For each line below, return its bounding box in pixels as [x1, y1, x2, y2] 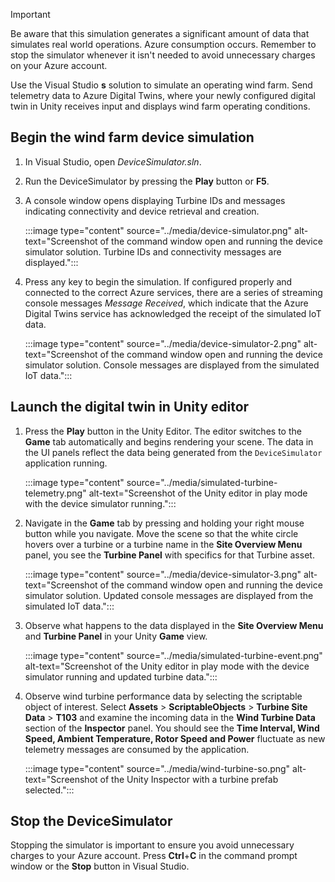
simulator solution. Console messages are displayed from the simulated [24, 359, 320, 371]
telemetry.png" [24, 487, 87, 499]
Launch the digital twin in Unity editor [10, 399, 250, 416]
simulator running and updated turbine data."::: [24, 670, 218, 683]
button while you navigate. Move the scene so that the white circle [24, 527, 299, 539]
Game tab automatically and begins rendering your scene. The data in [24, 435, 314, 448]
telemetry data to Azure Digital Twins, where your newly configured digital [10, 90, 316, 101]
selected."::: [24, 784, 75, 796]
